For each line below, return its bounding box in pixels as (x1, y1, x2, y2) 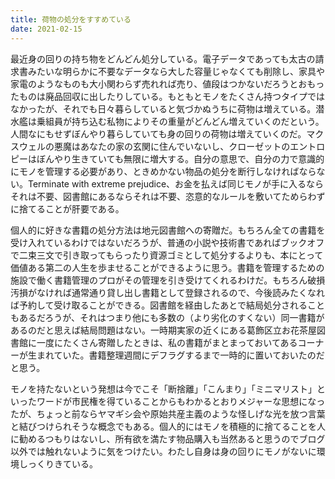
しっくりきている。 (18, 457, 98, 470)
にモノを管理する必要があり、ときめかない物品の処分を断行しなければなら (10, 165, 317, 177)
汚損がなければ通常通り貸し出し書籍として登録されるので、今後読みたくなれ (10, 286, 326, 298)
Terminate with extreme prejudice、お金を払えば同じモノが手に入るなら (27, 177, 325, 190)
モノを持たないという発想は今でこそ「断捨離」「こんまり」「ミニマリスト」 (10, 382, 317, 395)
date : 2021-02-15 (10, 24, 83, 34)
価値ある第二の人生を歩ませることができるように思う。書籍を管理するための (10, 261, 325, 273)
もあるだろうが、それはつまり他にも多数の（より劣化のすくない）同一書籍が (10, 311, 325, 323)
